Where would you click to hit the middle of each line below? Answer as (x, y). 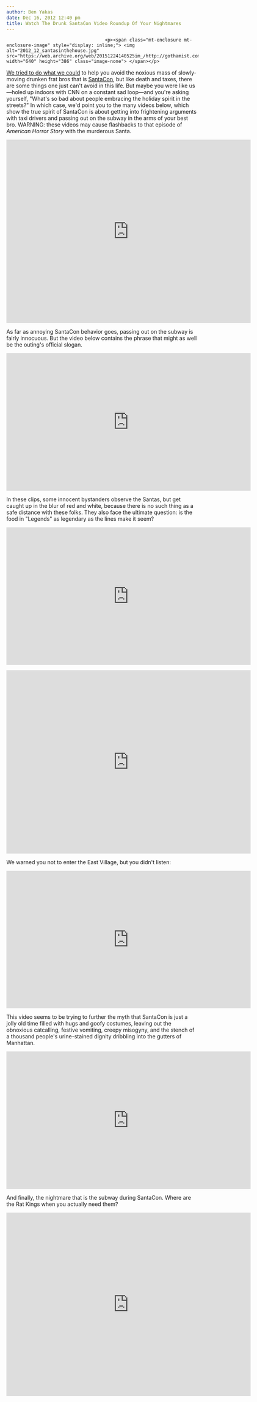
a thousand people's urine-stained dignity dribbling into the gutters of (94, 1037)
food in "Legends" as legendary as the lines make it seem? (80, 519)
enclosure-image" (28, 46)
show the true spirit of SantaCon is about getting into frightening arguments (102, 112)
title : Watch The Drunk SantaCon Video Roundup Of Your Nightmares (94, 23)
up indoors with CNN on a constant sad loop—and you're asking (108, 92)
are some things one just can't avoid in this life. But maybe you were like (97, 86)
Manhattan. (21, 1043)
